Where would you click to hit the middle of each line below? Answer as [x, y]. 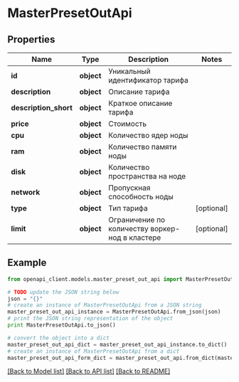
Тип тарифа [128, 208]
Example [27, 263]
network [26, 192]
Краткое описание [140, 103]
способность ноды [141, 197]
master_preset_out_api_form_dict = [60, 358]
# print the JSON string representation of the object [90, 319]
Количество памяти [143, 147]
